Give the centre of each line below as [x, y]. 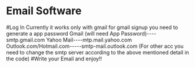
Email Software [44, 11]
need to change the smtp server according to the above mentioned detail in [98, 52]
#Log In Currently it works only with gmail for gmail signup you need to [92, 27]
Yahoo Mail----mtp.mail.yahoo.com [89, 40]
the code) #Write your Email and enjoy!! [54, 59]
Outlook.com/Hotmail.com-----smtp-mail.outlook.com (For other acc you [95, 46]
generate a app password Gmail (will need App [63, 33]
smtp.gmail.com [26, 40]
